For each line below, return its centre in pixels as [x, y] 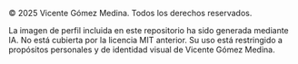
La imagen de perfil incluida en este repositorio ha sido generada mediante [149, 30]
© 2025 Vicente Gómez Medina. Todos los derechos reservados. [130, 13]
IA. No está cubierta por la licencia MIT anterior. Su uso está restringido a [146, 40]
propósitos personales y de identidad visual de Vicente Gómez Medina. [142, 50]
